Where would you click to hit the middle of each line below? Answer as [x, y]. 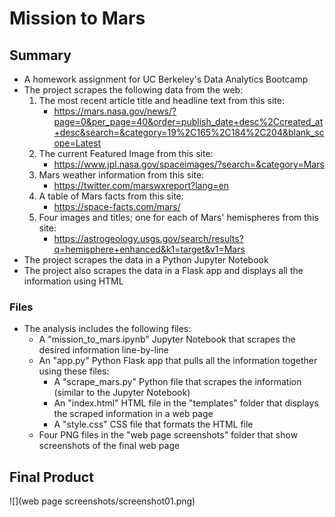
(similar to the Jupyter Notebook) [122, 393]
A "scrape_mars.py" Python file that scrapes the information [177, 382]
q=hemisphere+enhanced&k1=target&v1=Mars [149, 249]
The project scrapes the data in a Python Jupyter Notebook [146, 260]
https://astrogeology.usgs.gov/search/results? [148, 238]
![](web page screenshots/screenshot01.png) [102, 501]
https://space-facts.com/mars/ [117, 206]
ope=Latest [77, 143]
